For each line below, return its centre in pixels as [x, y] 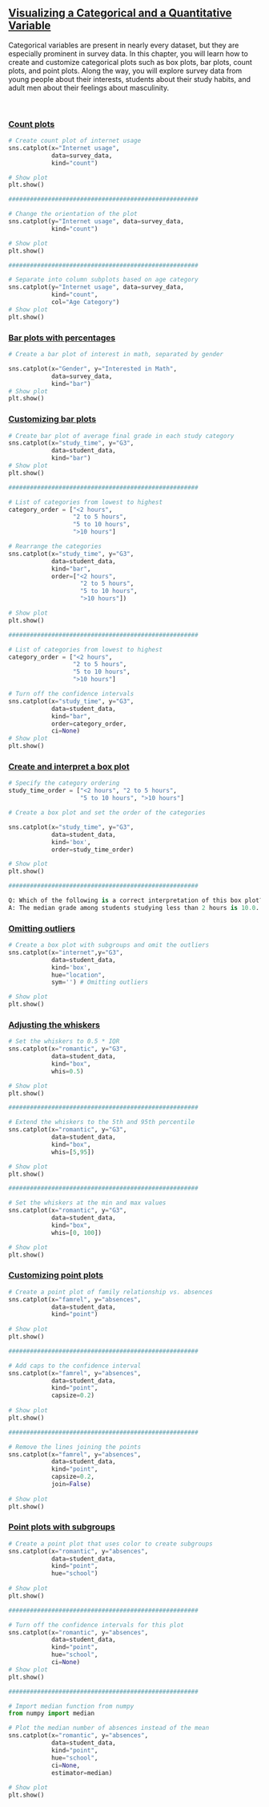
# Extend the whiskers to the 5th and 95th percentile [102, 1123]
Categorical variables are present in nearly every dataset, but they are [124, 45]
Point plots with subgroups [62, 1527]
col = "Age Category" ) [85, 303]
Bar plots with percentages [62, 338]
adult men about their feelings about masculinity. [89, 87]
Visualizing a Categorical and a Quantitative [120, 13]
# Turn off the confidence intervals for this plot [96, 1625]
